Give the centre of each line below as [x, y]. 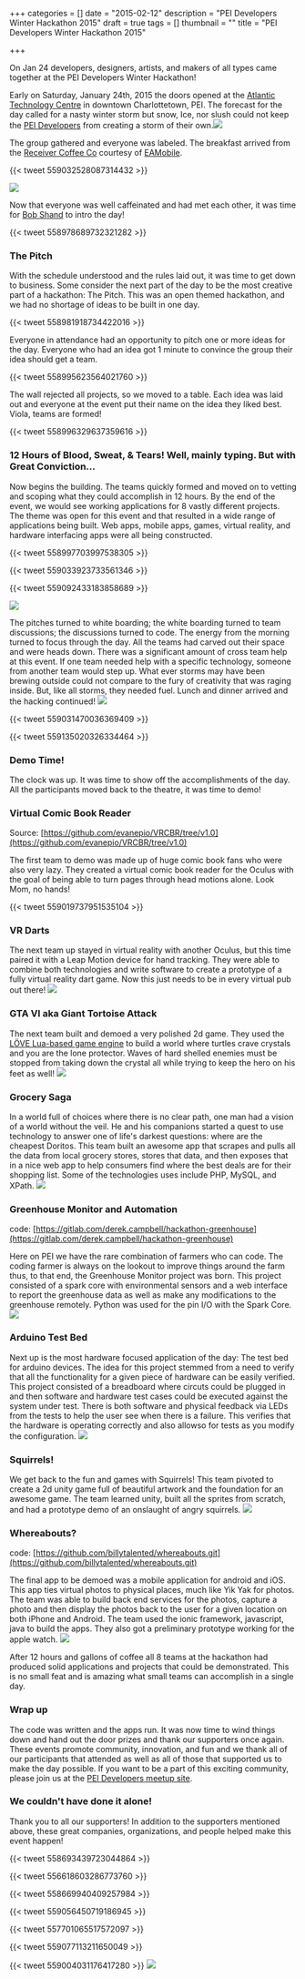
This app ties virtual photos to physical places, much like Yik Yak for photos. [152, 1590]
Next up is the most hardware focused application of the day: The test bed [149, 1357]
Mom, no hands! [40, 889]
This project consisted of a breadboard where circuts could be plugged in [147, 1386]
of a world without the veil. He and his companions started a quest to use [147, 1127]
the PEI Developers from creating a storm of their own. [112, 125]
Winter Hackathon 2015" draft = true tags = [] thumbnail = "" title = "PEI [143, 23]
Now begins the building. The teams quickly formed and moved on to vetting [153, 486]
